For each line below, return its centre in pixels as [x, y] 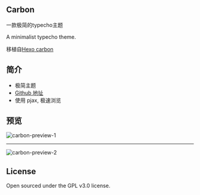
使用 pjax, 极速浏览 [38, 100]
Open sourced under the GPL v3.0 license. [58, 186]
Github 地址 [29, 92]
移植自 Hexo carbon [30, 49]
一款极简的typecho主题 [35, 25]
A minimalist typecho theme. [41, 37]
